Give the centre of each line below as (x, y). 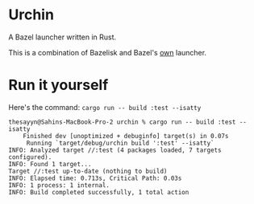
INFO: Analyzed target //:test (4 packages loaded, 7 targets (115, 150)
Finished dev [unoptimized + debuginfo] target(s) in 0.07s (126, 136)
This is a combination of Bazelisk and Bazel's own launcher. (108, 52)
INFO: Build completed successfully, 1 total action (99, 192)
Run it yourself (58, 85)
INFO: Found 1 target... (50, 164)
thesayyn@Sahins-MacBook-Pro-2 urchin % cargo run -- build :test (122, 122)
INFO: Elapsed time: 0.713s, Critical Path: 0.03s (95, 178)
